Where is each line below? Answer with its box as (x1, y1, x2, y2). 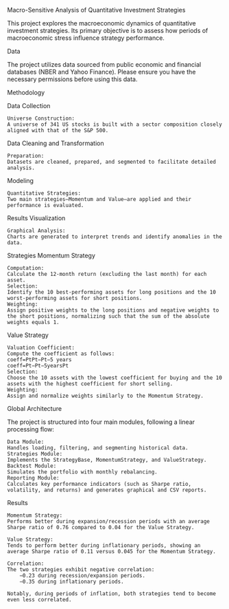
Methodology (7, 89, 45, 96)
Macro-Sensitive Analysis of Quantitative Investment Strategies (7, 6, 186, 14)
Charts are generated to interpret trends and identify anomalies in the (7, 233, 223, 240)
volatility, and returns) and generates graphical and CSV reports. (7, 487, 207, 493)
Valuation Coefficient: (7, 344, 75, 351)
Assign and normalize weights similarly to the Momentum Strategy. (7, 392, 204, 399)
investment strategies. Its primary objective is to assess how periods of (7, 27, 208, 34)
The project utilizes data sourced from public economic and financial (7, 61, 202, 68)
